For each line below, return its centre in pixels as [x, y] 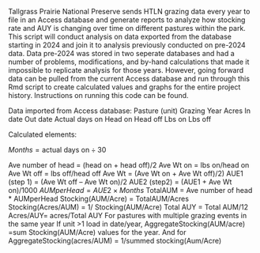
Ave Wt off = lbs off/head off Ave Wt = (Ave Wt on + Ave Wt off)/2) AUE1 [126, 174]
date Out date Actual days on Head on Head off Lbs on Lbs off [110, 119]
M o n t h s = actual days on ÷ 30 [57, 150]
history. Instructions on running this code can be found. [98, 95]
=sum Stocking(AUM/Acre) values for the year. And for [98, 232]
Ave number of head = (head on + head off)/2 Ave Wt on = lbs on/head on [129, 165]
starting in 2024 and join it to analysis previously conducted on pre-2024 [127, 45]
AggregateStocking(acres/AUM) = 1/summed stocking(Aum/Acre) [115, 241]
